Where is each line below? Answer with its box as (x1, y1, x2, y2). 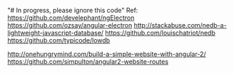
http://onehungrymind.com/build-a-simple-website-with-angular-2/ (7, 50, 206, 58)
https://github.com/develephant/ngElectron (7, 13, 135, 22)
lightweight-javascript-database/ (7, 28, 104, 37)
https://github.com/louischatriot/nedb (105, 28, 215, 37)
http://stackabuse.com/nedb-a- (133, 21, 227, 29)
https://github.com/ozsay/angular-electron (7, 21, 133, 29)
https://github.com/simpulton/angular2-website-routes (7, 57, 169, 66)
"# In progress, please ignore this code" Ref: (7, 6, 138, 14)
